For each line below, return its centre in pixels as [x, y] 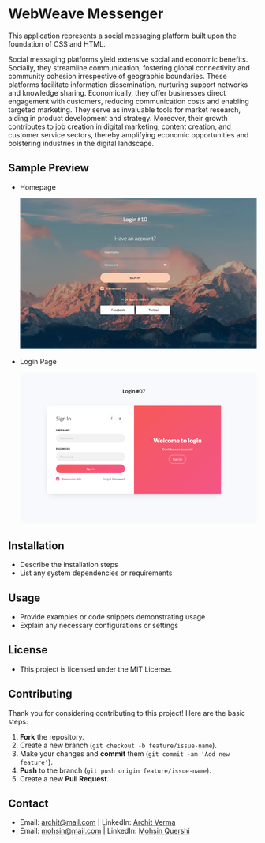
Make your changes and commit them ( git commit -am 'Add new [125, 753]
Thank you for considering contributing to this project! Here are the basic [127, 713]
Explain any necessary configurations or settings [99, 625]
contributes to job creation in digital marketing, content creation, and [119, 126]
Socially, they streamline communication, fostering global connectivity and [129, 67]
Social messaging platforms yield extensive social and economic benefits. [128, 59]
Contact [28, 803]
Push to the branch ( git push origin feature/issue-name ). [115, 770]
